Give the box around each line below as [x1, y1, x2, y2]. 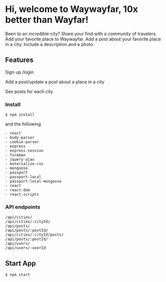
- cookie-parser [5, 139, 39, 144]
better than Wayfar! [5, 14, 89, 25]
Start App [5, 259, 36, 267]
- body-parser [5, 135, 35, 140]
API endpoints [5, 203, 41, 210]
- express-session [5, 148, 44, 153]
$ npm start [5, 272, 30, 277]
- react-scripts [5, 192, 39, 197]
